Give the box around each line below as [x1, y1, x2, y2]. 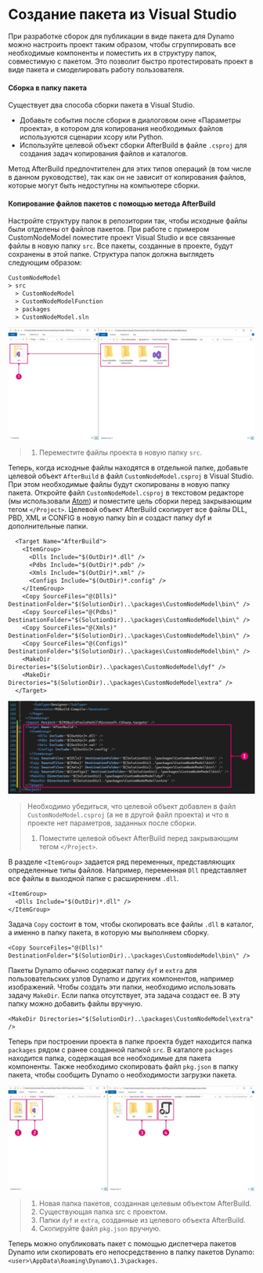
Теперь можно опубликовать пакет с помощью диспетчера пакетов [8, 1239, 237, 1249]
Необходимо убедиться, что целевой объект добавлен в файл [27, 801, 236, 810]
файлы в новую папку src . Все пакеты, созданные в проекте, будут [8, 241, 233, 251]
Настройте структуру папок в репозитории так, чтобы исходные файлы [8, 216, 248, 225]
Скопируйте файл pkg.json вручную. [38, 1224, 161, 1234]
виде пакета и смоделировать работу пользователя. [8, 64, 185, 74]
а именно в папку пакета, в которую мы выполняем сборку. [8, 927, 210, 937]
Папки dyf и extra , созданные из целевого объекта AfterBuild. [38, 1216, 247, 1225]
